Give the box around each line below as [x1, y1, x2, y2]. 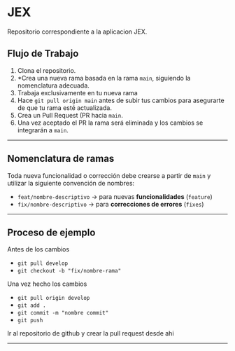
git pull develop [17, 260, 69, 267]
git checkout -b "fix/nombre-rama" [17, 268, 122, 275]
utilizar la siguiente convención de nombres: [7, 179, 135, 187]
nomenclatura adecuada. [17, 81, 90, 90]
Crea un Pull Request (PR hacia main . [17, 111, 124, 119]
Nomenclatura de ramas [7, 153, 115, 165]
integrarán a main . [17, 125, 69, 134]
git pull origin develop [17, 295, 90, 302]
